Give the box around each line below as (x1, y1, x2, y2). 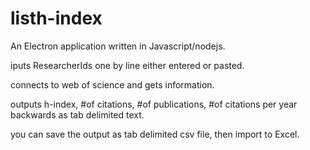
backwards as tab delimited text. (10, 108, 145, 121)
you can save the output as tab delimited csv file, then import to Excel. (10, 128, 300, 140)
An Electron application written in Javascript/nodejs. (10, 40, 226, 52)
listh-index (10, 7, 103, 30)
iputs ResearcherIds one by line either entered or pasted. (10, 59, 245, 71)
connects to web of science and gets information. (10, 78, 215, 91)
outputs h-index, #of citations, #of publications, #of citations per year (10, 98, 298, 110)
